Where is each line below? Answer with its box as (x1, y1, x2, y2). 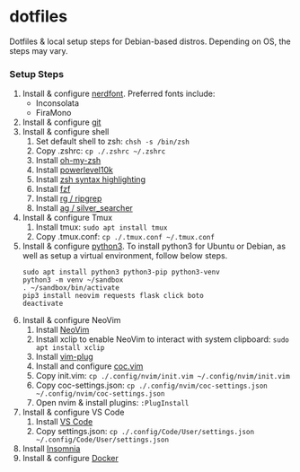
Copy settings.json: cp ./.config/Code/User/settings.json (35, 426, 254, 437)
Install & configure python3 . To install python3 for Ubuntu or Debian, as (22, 240, 286, 252)
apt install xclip (35, 344, 105, 353)
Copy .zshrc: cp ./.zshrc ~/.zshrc (35, 145, 166, 156)
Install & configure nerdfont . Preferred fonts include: (22, 88, 216, 100)
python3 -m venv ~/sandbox (22, 275, 124, 284)
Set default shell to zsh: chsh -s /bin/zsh (35, 136, 190, 147)
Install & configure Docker (22, 453, 119, 464)
